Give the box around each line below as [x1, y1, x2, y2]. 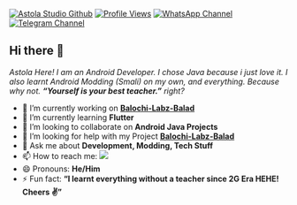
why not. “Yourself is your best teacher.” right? [9, 85, 186, 96]
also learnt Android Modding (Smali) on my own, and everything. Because [9, 76, 280, 87]
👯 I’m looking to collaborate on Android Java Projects [21, 121, 218, 132]
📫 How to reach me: [21, 150, 98, 161]
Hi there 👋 [9, 43, 65, 58]
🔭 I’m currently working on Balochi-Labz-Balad [21, 102, 195, 113]
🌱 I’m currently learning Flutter [21, 111, 134, 123]
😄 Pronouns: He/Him [21, 163, 101, 174]
